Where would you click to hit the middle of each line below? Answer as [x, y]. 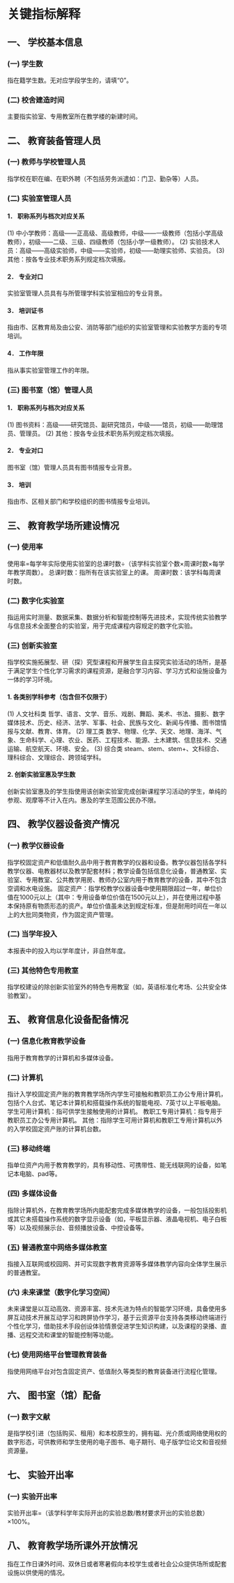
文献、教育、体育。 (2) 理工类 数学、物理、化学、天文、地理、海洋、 [117, 731]
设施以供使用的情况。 [38, 1573]
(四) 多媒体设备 [32, 1194]
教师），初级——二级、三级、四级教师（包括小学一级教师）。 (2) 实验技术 [111, 242]
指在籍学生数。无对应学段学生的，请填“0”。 [70, 80]
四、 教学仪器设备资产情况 [63, 824]
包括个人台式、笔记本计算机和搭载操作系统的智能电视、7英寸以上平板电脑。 [116, 1103]
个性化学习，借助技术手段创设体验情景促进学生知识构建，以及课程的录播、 [114, 1326]
